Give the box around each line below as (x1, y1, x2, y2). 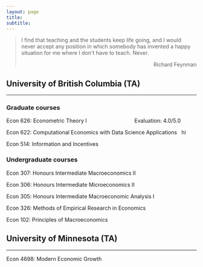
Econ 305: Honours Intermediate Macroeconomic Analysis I (6, 192, 155, 199)
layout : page (6, 8, 39, 15)
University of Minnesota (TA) (6, 233, 118, 244)
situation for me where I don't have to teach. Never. (21, 49, 149, 57)
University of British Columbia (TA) (6, 78, 141, 89)
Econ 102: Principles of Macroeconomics (6, 216, 108, 223)
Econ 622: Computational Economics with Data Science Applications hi (6, 129, 186, 136)
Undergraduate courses (6, 155, 78, 164)
